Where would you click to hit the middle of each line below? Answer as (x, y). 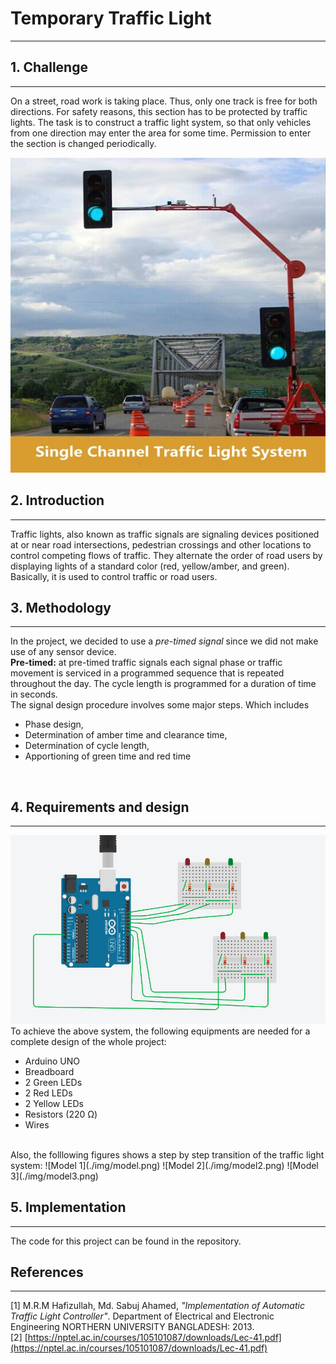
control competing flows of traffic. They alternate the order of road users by (166, 555)
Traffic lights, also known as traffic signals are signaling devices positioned (165, 534)
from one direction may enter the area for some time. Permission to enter (161, 133)
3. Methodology (61, 607)
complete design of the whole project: (88, 1041)
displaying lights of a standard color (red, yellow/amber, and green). (150, 566)
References (47, 1272)
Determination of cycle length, (87, 746)
